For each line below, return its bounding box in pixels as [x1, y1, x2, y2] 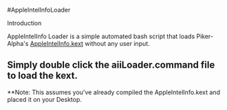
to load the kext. [7, 70, 78, 81]
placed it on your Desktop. [7, 95, 83, 103]
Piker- [195, 32, 214, 40]
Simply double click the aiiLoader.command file [7, 59, 215, 71]
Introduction [7, 19, 42, 27]
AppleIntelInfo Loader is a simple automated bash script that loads [7, 32, 195, 40]
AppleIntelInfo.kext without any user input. [30, 40, 150, 47]
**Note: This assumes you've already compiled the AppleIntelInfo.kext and [7, 88, 220, 96]
